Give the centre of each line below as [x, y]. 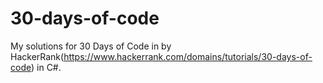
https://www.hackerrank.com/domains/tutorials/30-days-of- [188, 56]
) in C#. [46, 67]
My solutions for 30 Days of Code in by [91, 46]
